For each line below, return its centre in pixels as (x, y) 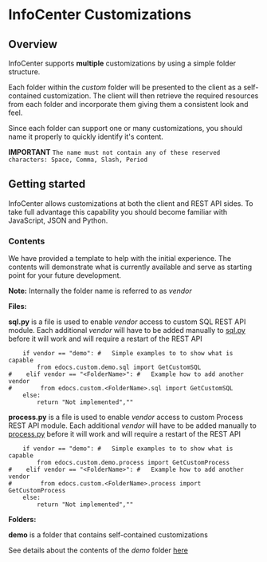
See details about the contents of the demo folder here (98, 550)
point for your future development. (65, 275)
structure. (24, 72)
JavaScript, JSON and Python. (58, 220)
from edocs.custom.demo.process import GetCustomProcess (133, 463)
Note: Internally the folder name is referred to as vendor (100, 291)
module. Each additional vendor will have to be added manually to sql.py (127, 330)
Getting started (47, 184)
